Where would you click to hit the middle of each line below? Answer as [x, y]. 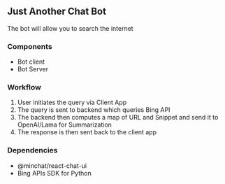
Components [30, 46]
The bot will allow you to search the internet [71, 28]
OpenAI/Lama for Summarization [64, 125]
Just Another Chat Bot [57, 12]
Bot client [31, 62]
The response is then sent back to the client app [87, 132]
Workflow [24, 87]
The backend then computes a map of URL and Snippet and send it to [118, 118]
